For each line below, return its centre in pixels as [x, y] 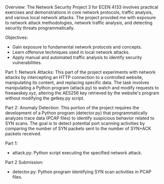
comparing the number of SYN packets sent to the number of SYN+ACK [78, 129]
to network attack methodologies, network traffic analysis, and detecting [79, 23]
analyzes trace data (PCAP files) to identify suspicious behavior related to [80, 118]
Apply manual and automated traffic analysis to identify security [77, 57]
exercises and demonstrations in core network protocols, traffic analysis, [79, 12]
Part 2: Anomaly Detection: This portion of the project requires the [72, 108]
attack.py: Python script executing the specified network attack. [77, 153]
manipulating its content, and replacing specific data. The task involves [77, 82]
